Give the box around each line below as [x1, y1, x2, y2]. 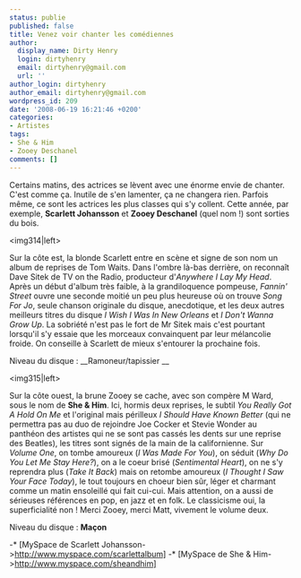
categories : [9, 113, 54, 122]
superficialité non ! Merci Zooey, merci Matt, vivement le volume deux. [9, 504, 269, 515]
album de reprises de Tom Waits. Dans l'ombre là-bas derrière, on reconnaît [9, 262, 289, 272]
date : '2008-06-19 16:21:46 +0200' [9, 105, 142, 114]
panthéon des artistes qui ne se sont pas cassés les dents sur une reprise [9, 427, 282, 439]
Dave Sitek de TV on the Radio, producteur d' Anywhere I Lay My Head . [9, 271, 272, 282]
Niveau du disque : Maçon [9, 522, 107, 532]
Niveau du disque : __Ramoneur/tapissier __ [9, 355, 170, 366]
